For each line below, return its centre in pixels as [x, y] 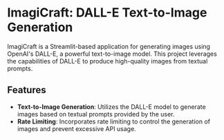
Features [27, 90]
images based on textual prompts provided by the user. [96, 114]
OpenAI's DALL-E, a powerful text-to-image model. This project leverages [112, 54]
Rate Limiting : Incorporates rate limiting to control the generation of [114, 121]
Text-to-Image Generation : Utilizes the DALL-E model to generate [111, 107]
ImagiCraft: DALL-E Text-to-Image [107, 13]
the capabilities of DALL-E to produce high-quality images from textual [108, 61]
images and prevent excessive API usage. [76, 128]
